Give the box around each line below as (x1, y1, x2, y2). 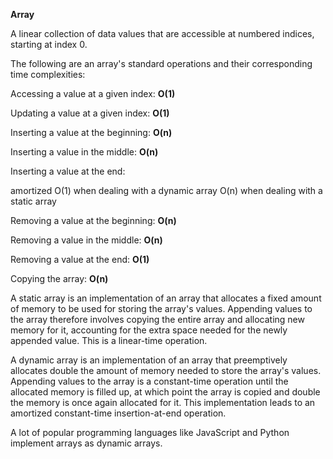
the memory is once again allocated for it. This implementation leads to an (10, 397, 316, 408)
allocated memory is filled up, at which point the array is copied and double (10, 386, 321, 398)
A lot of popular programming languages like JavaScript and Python (10, 427, 290, 438)
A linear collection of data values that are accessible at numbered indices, (10, 28, 315, 39)
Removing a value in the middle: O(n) (10, 234, 163, 246)
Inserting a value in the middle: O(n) (10, 146, 159, 158)
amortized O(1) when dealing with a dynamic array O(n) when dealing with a (10, 185, 323, 196)
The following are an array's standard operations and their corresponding (10, 58, 313, 69)
